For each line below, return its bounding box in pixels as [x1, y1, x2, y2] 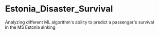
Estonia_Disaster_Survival [5, 3, 113, 14]
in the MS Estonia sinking [5, 24, 56, 30]
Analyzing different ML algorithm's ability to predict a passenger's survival [5, 19, 154, 25]
